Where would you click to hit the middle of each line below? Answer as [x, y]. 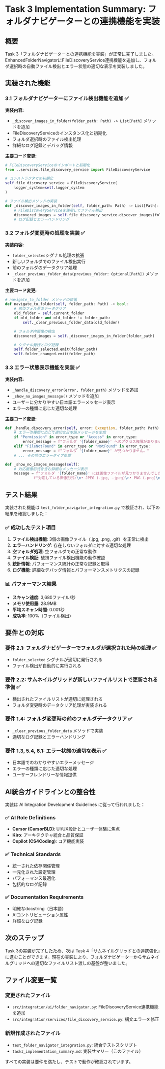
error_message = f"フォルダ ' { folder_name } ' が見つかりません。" [86, 451]
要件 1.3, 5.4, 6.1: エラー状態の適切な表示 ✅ [56, 751]
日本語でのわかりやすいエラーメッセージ [53, 763]
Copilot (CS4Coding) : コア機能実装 [48, 841]
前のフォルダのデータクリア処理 [44, 267]
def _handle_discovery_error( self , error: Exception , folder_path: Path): [83, 428]
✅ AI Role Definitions [30, 817]
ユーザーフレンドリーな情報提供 [44, 775]
